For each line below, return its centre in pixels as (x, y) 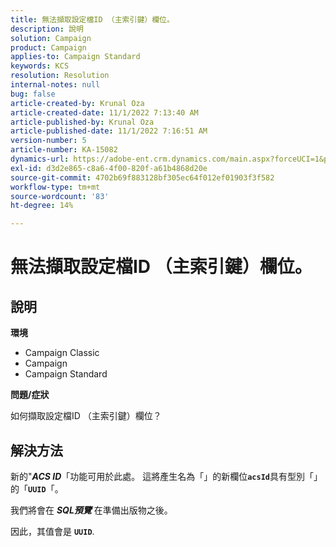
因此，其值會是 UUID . (52, 531)
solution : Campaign (51, 38)
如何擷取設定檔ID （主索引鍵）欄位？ (86, 416)
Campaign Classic (62, 353)
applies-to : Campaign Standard (75, 57)
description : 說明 (47, 29)
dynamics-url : (40, 159)
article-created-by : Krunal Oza (77, 103)
